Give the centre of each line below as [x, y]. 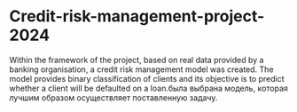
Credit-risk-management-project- [137, 16]
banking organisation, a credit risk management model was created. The [141, 69]
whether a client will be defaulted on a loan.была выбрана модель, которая [148, 88]
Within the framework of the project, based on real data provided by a [137, 60]
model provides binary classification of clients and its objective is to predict [147, 78]
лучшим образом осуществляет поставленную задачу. [113, 97]
